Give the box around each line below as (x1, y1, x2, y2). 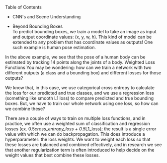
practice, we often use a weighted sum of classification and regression (5, 121, 150, 126)
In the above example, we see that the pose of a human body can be (5, 54, 146, 60)
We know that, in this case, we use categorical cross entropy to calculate (5, 85, 155, 91)
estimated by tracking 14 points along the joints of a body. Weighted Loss (5, 59, 155, 65)
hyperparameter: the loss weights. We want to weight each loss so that (5, 136, 151, 142)
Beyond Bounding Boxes (12, 23, 63, 29)
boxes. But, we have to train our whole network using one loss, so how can (5, 101, 159, 106)
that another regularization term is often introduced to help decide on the (5, 147, 155, 153)
